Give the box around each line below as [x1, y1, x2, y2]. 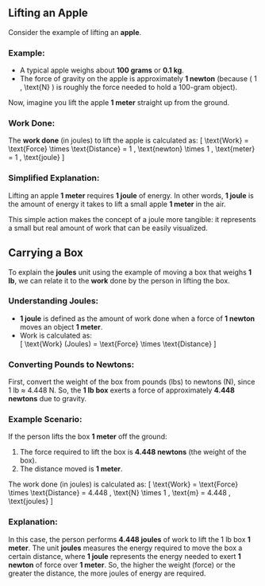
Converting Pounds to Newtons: [8, 358, 135, 369]
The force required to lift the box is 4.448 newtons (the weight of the [19, 447, 247, 457]
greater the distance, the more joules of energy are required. [8, 568, 206, 578]
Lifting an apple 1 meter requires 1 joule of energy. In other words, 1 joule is [8, 190, 254, 200]
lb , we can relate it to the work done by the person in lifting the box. [8, 275, 230, 285]
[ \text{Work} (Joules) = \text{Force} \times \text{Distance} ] [19, 338, 217, 349]
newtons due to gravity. [8, 394, 87, 404]
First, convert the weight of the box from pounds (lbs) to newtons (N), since [8, 377, 255, 387]
